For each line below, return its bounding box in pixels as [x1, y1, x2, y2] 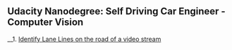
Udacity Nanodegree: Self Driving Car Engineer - [7, 6, 226, 17]
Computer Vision [7, 17, 84, 28]
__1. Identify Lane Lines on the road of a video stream [7, 35, 161, 43]
